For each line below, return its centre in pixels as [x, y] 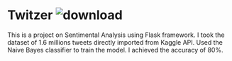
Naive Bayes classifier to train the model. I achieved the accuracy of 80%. [115, 50]
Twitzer [30, 15]
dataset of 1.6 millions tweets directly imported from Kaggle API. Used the [115, 42]
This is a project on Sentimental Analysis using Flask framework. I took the [116, 35]
